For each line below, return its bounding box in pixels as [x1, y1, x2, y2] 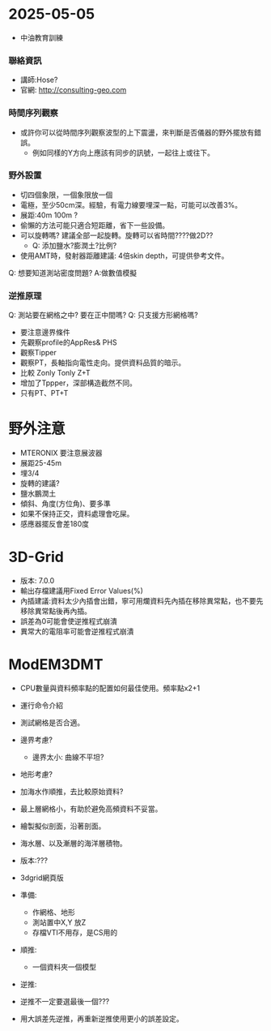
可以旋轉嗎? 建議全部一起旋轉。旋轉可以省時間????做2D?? [19, 230, 214, 240]
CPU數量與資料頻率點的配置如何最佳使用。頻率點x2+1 [19, 683, 201, 693]
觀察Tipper [19, 348, 57, 358]
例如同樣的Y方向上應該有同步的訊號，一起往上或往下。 [32, 148, 215, 157]
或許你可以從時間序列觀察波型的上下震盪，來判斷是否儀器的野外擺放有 [19, 127, 255, 137]
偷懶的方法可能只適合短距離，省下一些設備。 [19, 220, 170, 230]
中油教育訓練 [19, 32, 63, 42]
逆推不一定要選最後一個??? [19, 996, 110, 1006]
